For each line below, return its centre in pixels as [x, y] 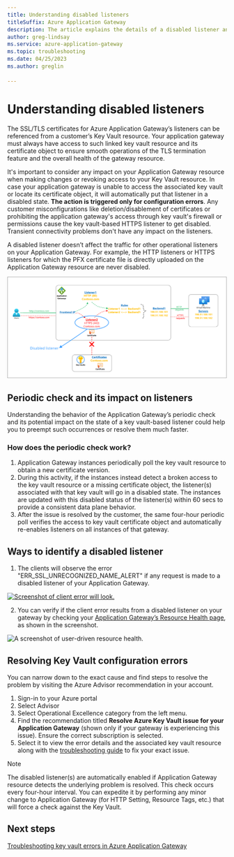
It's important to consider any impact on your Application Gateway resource [116, 172]
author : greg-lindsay [39, 37]
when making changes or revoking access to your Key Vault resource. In [111, 179]
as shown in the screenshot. [58, 625]
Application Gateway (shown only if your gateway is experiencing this [118, 728]
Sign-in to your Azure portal [57, 698]
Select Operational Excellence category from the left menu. [102, 713]
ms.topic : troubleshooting [46, 52]
